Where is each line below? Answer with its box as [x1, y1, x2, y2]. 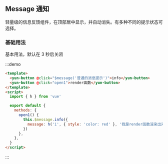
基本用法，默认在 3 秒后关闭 [5, 51, 63, 57]
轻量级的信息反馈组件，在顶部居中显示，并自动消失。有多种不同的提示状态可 [5, 19, 163, 25]
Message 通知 [5, 4, 49, 13]
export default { [9, 103, 46, 108]
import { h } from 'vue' [9, 94, 61, 99]
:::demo [5, 61, 21, 67]
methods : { [14, 108, 37, 113]
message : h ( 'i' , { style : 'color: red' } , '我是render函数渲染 [27, 121, 157, 126]
